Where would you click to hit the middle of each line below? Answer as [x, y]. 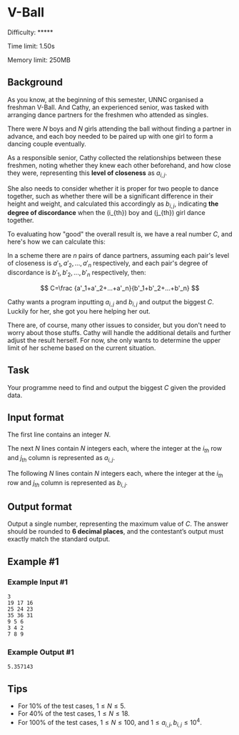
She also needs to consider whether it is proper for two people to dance [113, 188]
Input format [36, 417]
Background [35, 82]
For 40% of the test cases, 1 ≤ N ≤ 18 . [74, 714]
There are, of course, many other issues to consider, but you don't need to [117, 325]
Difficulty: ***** [30, 32]
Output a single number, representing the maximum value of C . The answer [118, 524]
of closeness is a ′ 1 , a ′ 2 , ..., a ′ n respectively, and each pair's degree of [108, 264]
